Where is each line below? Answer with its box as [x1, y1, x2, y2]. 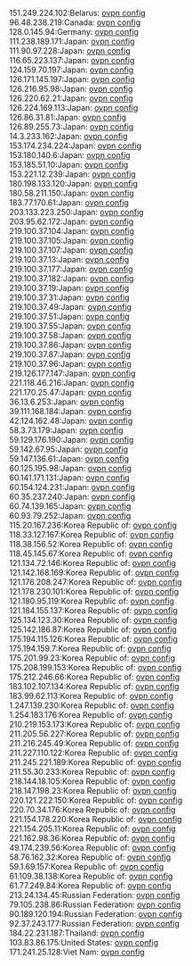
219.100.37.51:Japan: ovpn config [9, 312, 130, 321]
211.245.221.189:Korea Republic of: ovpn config [9, 757, 182, 767]
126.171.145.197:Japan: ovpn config [9, 74, 135, 84]
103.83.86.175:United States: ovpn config [9, 937, 159, 947]
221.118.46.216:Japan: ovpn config [9, 378, 135, 387]
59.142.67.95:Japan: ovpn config [9, 444, 129, 454]
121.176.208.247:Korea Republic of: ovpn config [9, 577, 182, 587]
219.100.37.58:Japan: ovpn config [9, 330, 132, 340]
